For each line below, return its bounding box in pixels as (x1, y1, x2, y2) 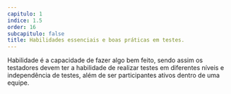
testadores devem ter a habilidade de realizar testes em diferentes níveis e (7, 64, 225, 72)
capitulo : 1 (7, 10, 42, 18)
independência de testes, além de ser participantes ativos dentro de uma (7, 71, 220, 80)
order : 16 (7, 23, 37, 30)
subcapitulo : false (7, 30, 65, 37)
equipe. (7, 78, 30, 87)
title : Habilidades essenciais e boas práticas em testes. (7, 37, 185, 44)
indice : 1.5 (7, 17, 42, 24)
